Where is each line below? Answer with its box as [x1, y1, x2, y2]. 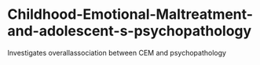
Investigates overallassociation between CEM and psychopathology [7, 48, 227, 57]
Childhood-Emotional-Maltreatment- [7, 5, 253, 23]
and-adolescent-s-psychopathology [7, 22, 252, 40]
